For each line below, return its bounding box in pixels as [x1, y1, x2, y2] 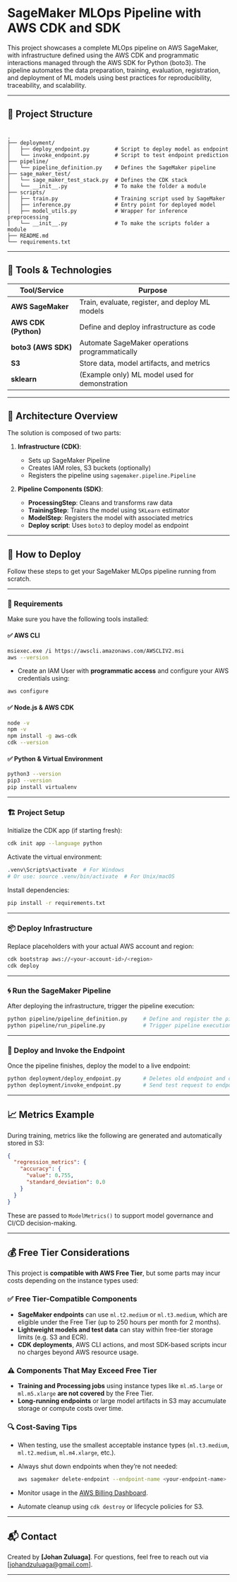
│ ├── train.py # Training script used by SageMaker [7, 195, 226, 202]
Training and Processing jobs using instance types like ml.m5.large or [17, 1382, 224, 1390]
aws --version [7, 654, 49, 661]
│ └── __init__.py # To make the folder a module [7, 183, 207, 190]
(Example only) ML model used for [79, 369, 194, 379]
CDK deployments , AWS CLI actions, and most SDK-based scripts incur [17, 1340, 227, 1349]
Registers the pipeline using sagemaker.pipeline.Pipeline [28, 471, 196, 480]
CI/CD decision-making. [7, 1218, 78, 1227]
